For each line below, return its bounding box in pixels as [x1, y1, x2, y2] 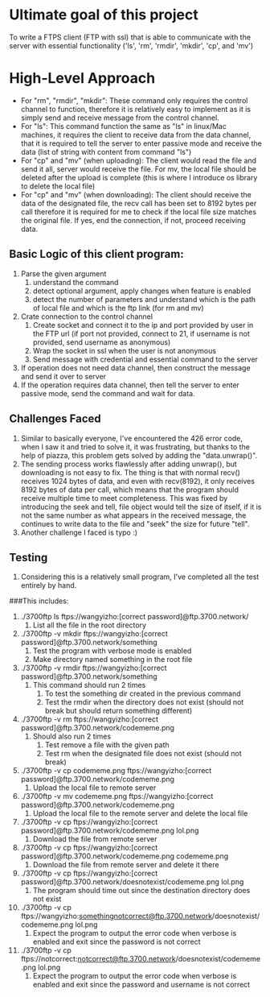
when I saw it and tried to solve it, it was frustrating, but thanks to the [20, 441, 250, 452]
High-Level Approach [9, 69, 156, 88]
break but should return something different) [44, 706, 193, 716]
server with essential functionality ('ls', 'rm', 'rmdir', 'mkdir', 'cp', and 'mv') [9, 40, 254, 50]
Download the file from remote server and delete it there [32, 860, 219, 870]
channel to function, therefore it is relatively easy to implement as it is [20, 104, 252, 114]
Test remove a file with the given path [44, 740, 170, 750]
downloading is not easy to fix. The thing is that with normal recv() [20, 467, 240, 477]
